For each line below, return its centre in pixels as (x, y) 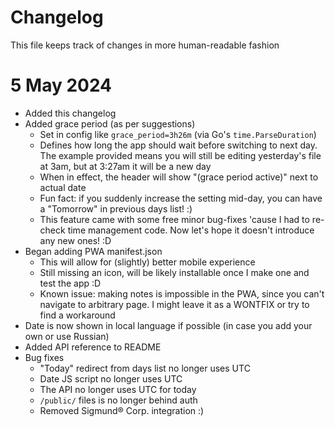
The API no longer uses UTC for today (118, 389)
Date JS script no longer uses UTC (111, 378)
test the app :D (70, 283)
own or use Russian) (67, 336)
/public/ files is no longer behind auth (118, 400)
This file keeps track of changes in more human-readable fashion (145, 45)
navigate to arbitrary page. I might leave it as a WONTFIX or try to (174, 304)
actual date (63, 187)
